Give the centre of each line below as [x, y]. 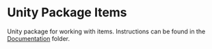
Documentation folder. [39, 38]
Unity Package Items [67, 13]
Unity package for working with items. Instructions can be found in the [106, 31]
